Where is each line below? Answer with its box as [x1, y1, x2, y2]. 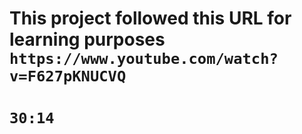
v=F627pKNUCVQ [9, 67, 127, 86]
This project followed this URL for [9, 7, 292, 30]
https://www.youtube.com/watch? [9, 50, 279, 69]
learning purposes [9, 28, 166, 51]
